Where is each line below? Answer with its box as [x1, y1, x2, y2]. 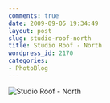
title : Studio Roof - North [8, 42, 103, 50]
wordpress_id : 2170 [8, 49, 74, 57]
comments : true [8, 11, 59, 20]
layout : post [8, 27, 52, 35]
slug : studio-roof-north [8, 34, 92, 43]
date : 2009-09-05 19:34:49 [8, 19, 99, 27]
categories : [8, 57, 48, 65]
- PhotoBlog [8, 64, 48, 72]
